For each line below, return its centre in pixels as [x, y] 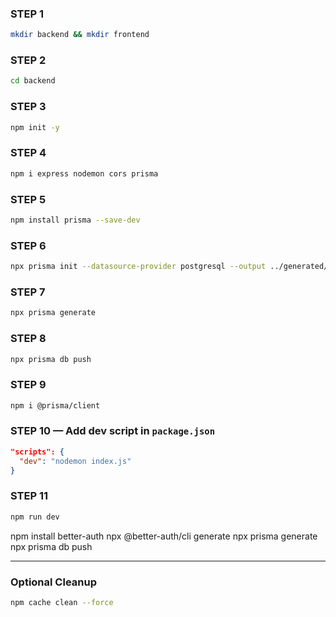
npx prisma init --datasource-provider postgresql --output [138, 267]
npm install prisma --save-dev [75, 220]
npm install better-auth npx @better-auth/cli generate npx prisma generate [164, 536]
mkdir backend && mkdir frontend [80, 35]
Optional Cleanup [53, 582]
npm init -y [35, 127]
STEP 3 [28, 107]
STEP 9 [28, 385]
